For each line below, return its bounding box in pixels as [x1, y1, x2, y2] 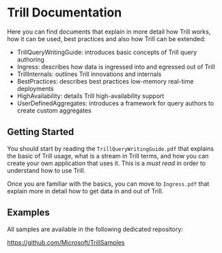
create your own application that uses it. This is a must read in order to [7, 159, 206, 167]
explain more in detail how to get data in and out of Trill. [7, 186, 164, 195]
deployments [16, 84, 55, 93]
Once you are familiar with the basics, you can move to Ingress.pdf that [7, 180, 210, 188]
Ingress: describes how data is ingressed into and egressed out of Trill [16, 62, 215, 71]
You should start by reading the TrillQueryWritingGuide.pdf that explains [7, 144, 214, 152]
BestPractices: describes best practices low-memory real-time [16, 77, 194, 85]
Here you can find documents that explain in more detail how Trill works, [7, 27, 211, 36]
